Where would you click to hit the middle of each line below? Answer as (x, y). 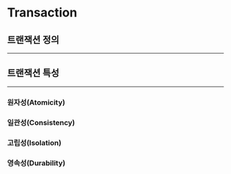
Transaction (42, 13)
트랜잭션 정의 (33, 40)
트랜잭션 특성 (33, 73)
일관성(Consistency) (41, 122)
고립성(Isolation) (34, 142)
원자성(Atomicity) (36, 102)
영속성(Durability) (36, 163)
